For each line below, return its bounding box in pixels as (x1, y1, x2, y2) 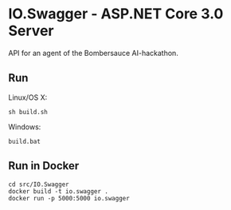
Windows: (8, 121, 41, 132)
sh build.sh (8, 108, 48, 116)
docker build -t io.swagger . (8, 187, 109, 196)
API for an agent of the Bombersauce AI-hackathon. (8, 48, 179, 57)
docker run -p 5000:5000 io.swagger (8, 194, 130, 202)
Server (8, 22, 54, 40)
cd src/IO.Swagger (8, 180, 69, 188)
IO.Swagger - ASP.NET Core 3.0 (8, 5, 224, 23)
